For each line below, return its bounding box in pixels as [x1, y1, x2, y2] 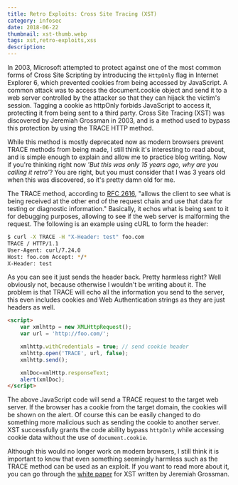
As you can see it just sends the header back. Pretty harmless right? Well [7, 272, 222, 282]
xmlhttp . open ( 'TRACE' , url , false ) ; [20, 349, 129, 357]
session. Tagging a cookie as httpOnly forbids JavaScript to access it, [7, 101, 212, 109]
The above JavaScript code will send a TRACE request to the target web [7, 395, 219, 404]
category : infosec [7, 17, 62, 24]
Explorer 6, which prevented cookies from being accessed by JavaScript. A [7, 78, 228, 86]
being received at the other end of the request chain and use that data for [7, 197, 223, 205]
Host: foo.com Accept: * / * [7, 253, 87, 260]
